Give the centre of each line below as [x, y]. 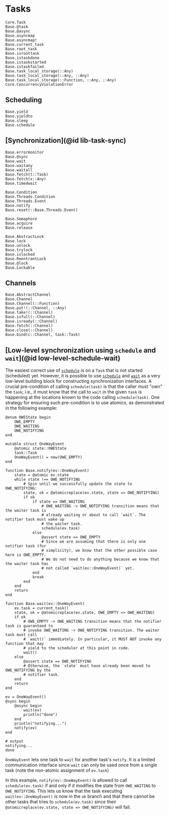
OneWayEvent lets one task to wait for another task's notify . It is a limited [80, 760]
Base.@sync [17, 157]
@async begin [28, 706]
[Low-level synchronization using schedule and [80, 350]
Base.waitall [19, 170]
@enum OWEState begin [28, 417]
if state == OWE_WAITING [58, 502]
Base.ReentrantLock [26, 259]
